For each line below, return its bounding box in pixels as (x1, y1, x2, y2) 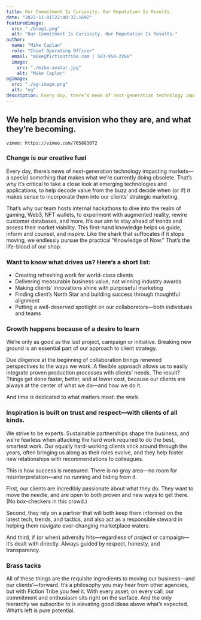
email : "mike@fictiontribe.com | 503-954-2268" (11, 53, 133, 59)
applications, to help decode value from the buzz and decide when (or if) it (6, 187, 190, 194)
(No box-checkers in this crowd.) (6, 498, 88, 505)
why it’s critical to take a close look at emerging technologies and (6, 180, 167, 187)
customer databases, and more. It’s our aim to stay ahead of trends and (6, 217, 182, 224)
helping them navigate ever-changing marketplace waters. (6, 522, 151, 529)
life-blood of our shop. (6, 242, 62, 250)
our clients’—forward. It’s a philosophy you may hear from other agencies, (6, 582, 189, 589)
